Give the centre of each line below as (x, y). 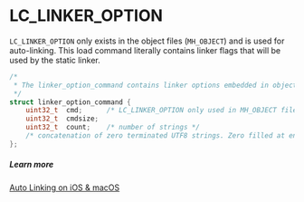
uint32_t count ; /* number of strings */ (113, 128)
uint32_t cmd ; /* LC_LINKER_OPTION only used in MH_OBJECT (152, 111)
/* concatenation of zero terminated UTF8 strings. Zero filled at (155, 136)
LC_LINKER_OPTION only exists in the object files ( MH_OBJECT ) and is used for (147, 41)
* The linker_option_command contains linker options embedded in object (155, 85)
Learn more (32, 165)
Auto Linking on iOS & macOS (65, 188)
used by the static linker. (55, 60)
